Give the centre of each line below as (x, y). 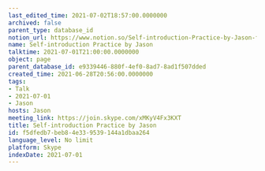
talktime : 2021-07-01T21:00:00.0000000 (74, 52)
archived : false (35, 23)
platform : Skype (35, 147)
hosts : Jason (30, 111)
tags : (17, 81)
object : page (30, 60)
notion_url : (28, 37)
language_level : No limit (50, 140)
